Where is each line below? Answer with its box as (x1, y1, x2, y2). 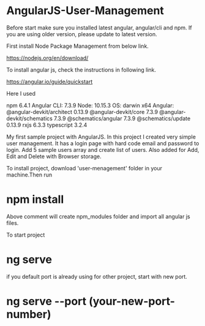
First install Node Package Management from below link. (6, 42, 149, 50)
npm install (6, 192, 64, 207)
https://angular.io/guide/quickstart (6, 78, 93, 85)
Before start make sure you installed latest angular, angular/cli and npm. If (6, 24, 193, 31)
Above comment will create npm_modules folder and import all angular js (6, 213, 191, 220)
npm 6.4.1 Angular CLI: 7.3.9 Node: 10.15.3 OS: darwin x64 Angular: (6, 102, 174, 109)
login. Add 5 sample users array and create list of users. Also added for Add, (6, 146, 199, 153)
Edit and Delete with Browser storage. (6, 153, 102, 160)
